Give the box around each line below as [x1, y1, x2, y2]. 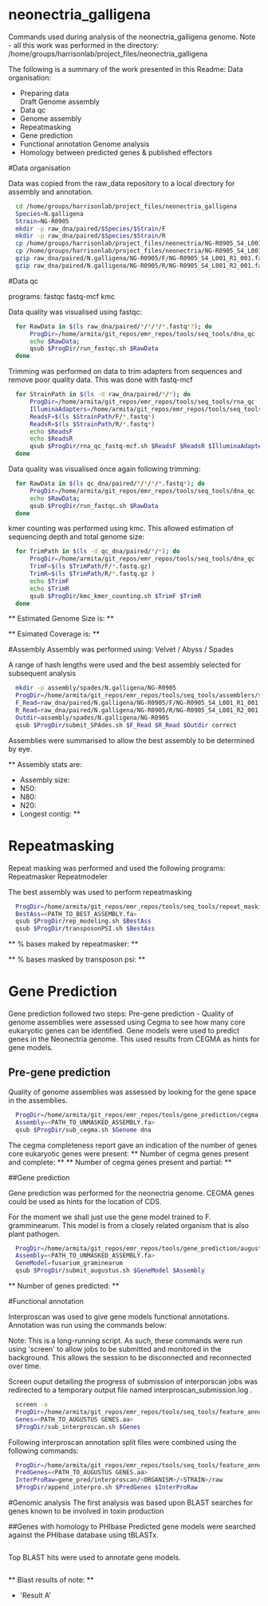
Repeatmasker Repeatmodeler [8, 872, 108, 881]
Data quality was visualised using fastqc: [8, 307, 142, 317]
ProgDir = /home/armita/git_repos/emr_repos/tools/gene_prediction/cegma [15, 1111, 259, 1119]
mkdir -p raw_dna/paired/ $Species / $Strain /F [15, 225, 166, 233]
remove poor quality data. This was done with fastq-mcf [8, 375, 193, 384]
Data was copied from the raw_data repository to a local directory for [8, 178, 235, 188]
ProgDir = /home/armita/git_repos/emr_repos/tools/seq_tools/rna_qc [29, 398, 255, 406]
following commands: [8, 1446, 79, 1455]
